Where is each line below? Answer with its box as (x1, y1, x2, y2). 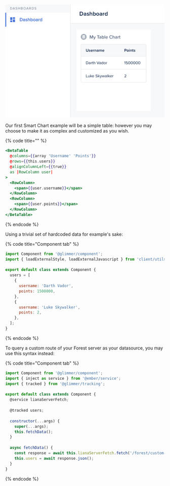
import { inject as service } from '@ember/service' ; (5, 376, 121, 381)
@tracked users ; (10, 408, 44, 413)
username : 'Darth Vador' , (18, 283, 73, 289)
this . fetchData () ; (14, 429, 53, 434)
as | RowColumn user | (10, 169, 53, 174)
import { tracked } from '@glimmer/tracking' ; (5, 381, 105, 386)
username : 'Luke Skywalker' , (18, 304, 80, 310)
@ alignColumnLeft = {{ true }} (10, 164, 67, 169)
